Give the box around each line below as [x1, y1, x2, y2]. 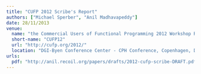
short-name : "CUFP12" [11, 36, 66, 42]
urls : [6, 53, 20, 59]
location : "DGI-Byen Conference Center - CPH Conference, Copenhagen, [11, 48, 191, 54]
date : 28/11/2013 [6, 20, 50, 26]
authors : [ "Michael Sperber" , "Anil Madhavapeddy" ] [6, 14, 138, 20]
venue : [6, 25, 23, 32]
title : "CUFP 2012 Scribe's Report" [6, 8, 98, 15]
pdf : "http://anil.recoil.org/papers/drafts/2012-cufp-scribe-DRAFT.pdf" [11, 58, 199, 64]
